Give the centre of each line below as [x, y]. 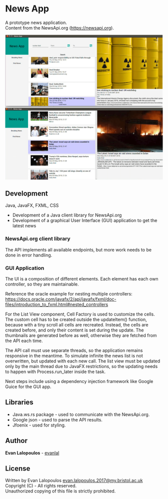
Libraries [19, 402]
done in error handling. [29, 255]
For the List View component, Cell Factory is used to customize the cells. [80, 314]
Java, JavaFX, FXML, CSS [32, 205]
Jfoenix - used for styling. [39, 425]
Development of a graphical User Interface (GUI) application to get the [85, 220]
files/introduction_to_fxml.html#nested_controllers [57, 304]
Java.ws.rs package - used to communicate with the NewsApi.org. [81, 414]
